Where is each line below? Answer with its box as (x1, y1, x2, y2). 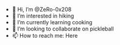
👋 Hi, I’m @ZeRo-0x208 (12, 6, 72, 13)
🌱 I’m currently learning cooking (12, 19, 93, 26)
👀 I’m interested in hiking (12, 12, 74, 19)
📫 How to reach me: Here (12, 32, 78, 39)
